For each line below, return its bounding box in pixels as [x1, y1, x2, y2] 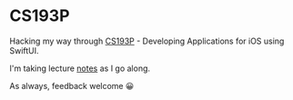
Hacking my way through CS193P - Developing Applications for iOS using [9, 35, 285, 46]
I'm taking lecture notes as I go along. [9, 63, 151, 74]
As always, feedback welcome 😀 [9, 80, 135, 91]
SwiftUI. [9, 45, 39, 55]
